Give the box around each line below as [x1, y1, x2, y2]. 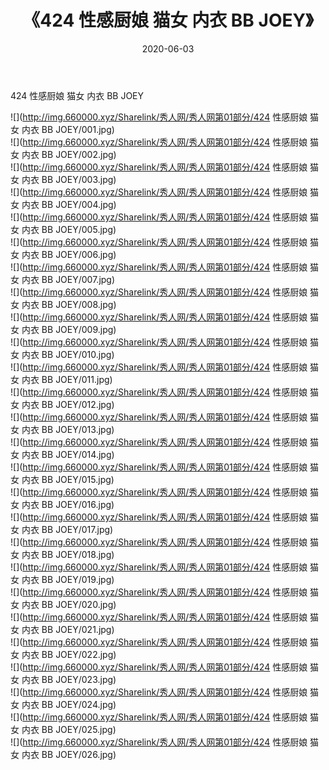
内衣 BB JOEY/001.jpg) [21, 123, 115, 135]
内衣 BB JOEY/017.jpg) [21, 523, 114, 535]
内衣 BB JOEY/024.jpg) [21, 698, 117, 710]
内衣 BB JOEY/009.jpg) [21, 323, 117, 335]
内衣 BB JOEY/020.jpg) [21, 598, 117, 610]
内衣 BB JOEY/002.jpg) [21, 148, 117, 160]
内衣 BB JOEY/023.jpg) [21, 673, 117, 685]
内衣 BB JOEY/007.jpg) [21, 273, 116, 285]
